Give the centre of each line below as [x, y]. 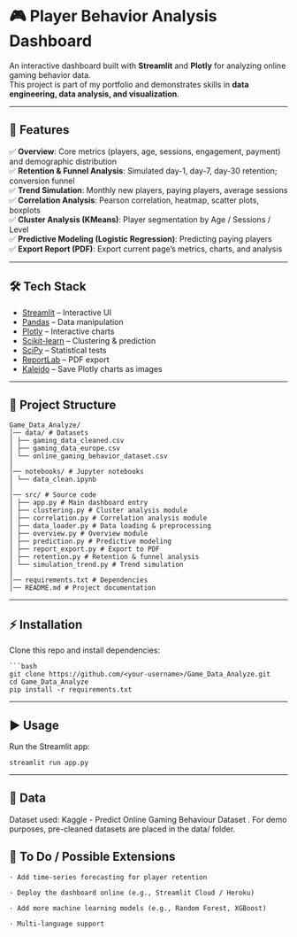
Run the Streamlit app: [49, 747]
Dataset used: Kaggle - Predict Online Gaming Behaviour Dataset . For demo [148, 819]
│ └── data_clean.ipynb [53, 480]
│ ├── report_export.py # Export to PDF [85, 549]
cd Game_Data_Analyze [49, 682]
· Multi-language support [57, 924]
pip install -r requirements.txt [71, 690]
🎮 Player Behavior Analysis [114, 16]
